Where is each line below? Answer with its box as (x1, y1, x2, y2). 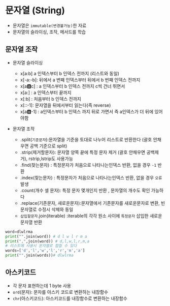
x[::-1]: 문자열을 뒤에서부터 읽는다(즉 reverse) (20, 102, 111, 108)
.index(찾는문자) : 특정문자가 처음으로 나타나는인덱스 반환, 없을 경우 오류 (20, 174, 162, 180)
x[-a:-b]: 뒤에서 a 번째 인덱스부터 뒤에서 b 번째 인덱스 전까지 (20, 77, 141, 83)
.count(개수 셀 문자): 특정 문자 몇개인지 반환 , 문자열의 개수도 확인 (20, 187, 150, 193)
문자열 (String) (5, 5, 65, 16)
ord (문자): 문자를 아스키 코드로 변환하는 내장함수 (12, 289, 108, 295)
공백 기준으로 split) (29, 143, 67, 149)
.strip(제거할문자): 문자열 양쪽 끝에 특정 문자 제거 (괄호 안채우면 (20, 149, 146, 155)
